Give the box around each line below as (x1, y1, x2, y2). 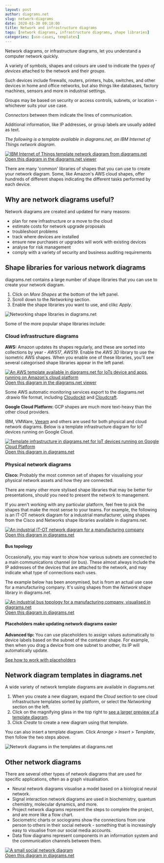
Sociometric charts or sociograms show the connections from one (12, 817, 145, 823)
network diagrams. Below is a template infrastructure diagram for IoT (5, 424, 143, 430)
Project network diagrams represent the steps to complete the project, (12, 807, 154, 812)
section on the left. (12, 704, 50, 710)
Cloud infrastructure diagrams (5, 333, 79, 340)
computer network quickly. (5, 53, 59, 59)
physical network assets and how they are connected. (5, 478, 114, 483)
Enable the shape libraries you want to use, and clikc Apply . (12, 302, 133, 307)
